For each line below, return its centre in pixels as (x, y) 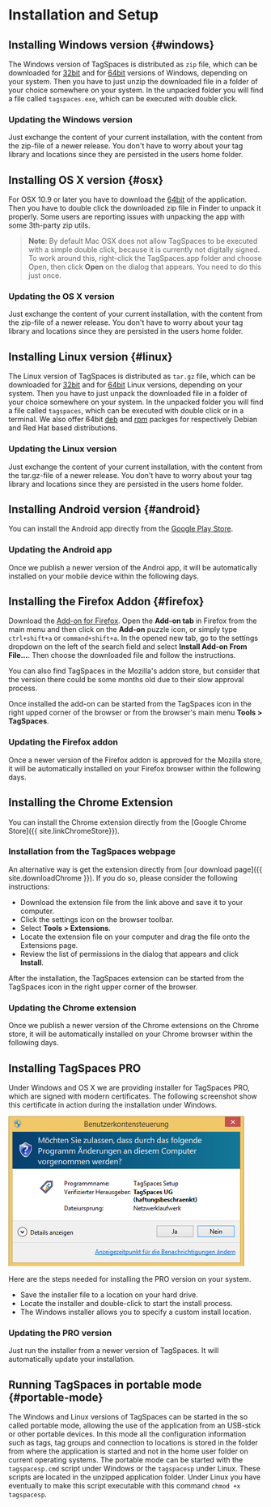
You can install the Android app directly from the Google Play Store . (121, 529)
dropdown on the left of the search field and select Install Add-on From (128, 647)
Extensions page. (49, 945)
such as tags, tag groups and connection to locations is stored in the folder (133, 1443)
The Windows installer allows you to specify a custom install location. (136, 1312)
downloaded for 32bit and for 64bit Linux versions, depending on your (125, 385)
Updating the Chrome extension (72, 1008)
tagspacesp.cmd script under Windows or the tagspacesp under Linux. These (134, 1469)
